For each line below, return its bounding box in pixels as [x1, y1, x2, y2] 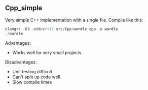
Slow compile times [12, 79, 52, 85]
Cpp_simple [5, 4, 43, 12]
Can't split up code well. [12, 74, 62, 80]
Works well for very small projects [12, 49, 81, 56]
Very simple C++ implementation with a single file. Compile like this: [5, 17, 143, 23]
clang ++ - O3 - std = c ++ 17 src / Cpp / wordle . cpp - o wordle [5, 27, 118, 31]
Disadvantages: [5, 59, 37, 65]
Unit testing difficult [12, 68, 53, 74]
